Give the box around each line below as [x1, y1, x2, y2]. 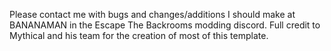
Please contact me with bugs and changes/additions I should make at [9, 9, 296, 20]
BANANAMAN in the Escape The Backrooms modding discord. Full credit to [9, 19, 321, 31]
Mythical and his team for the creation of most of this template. [9, 30, 269, 41]
